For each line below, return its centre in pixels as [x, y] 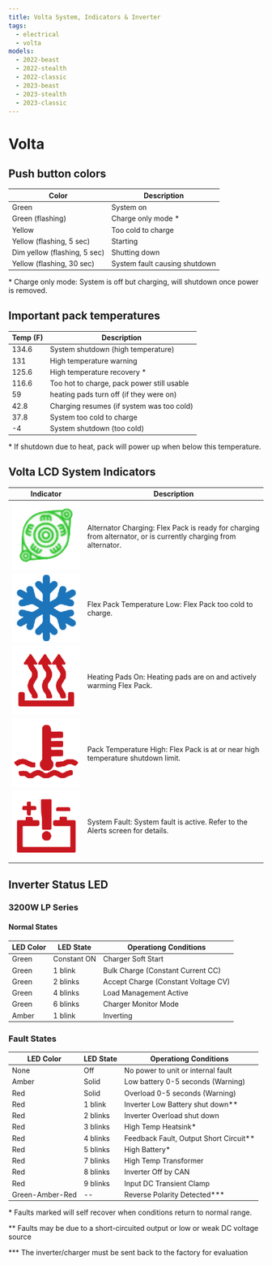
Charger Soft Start [133, 959]
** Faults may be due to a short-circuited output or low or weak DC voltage [134, 1228]
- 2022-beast [38, 60]
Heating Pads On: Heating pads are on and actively [172, 677]
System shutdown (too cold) [97, 428]
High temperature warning [93, 360]
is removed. [28, 290]
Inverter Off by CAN [157, 1172]
